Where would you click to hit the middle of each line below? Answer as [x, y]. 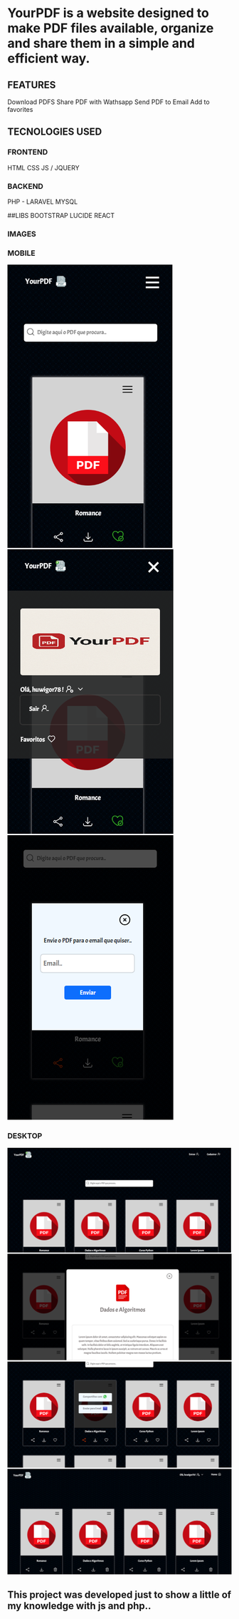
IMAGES [22, 234]
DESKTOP [25, 1136]
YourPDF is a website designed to [108, 13]
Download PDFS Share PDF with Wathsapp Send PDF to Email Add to [108, 102]
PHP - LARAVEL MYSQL [43, 202]
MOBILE [21, 253]
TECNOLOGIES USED [55, 132]
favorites [20, 109]
